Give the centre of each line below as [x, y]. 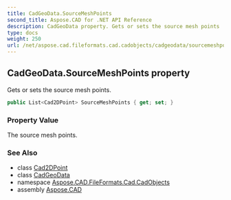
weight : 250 [24, 39]
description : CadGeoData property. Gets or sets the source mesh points [113, 26]
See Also [22, 153]
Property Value [33, 120]
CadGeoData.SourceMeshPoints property [99, 73]
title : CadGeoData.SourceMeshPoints [59, 13]
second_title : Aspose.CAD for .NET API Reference [80, 20]
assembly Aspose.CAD [49, 190]
